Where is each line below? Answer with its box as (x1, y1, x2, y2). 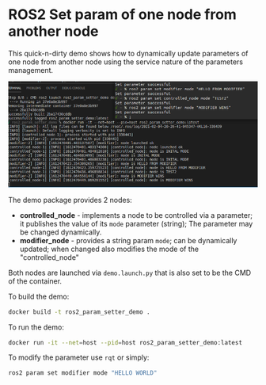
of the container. (8, 276, 62, 286)
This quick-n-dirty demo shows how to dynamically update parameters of (8, 48, 249, 58)
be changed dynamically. (19, 227, 102, 237)
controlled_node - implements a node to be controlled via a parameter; (19, 210, 253, 219)
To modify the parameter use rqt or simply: (8, 353, 150, 362)
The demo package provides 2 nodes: (8, 195, 132, 204)
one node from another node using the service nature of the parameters (8, 57, 244, 67)
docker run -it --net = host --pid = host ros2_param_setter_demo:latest (8, 338, 243, 346)
